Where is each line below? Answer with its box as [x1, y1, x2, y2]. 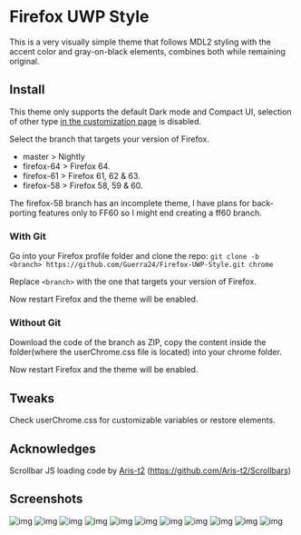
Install [9, 82, 45, 97]
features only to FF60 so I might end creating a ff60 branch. [38, 207, 262, 218]
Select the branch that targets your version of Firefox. [9, 134, 210, 144]
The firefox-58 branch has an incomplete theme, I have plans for [9, 197, 251, 208]
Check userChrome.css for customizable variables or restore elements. [9, 415, 276, 426]
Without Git [9, 316, 62, 329]
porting [9, 207, 37, 218]
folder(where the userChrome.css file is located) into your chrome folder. [9, 347, 283, 358]
